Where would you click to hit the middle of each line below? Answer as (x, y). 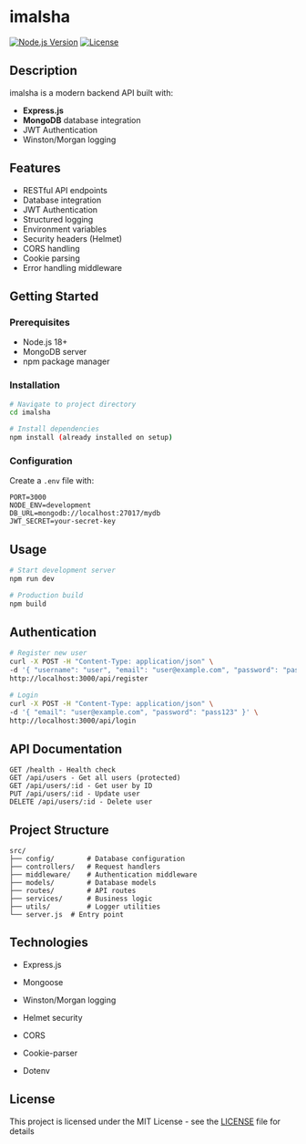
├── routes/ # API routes (73, 891)
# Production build (46, 595)
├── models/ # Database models (83, 883)
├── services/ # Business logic (81, 899)
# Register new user (49, 653)
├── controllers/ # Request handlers (85, 867)
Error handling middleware (72, 267)
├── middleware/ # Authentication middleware (103, 875)
